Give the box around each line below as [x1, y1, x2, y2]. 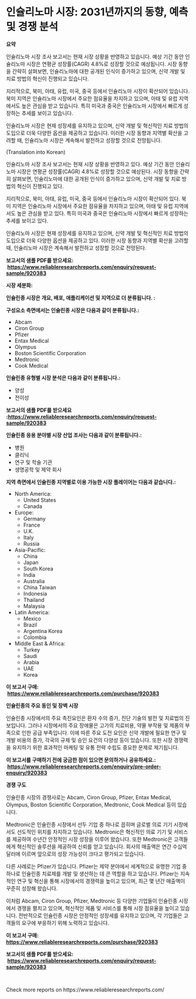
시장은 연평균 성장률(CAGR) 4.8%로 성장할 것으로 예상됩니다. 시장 [26, 60, 177, 68]
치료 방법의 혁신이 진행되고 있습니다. [6, 75, 89, 82]
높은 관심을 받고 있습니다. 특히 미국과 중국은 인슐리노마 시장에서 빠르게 [21, 102, 183, 109]
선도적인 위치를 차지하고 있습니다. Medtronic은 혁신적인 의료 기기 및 [16, 828, 173, 835]
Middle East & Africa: [14, 640, 66, 647]
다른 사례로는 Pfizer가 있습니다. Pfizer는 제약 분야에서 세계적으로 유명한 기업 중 [6, 863, 187, 870]
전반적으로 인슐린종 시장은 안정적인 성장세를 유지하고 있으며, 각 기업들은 [18, 911, 183, 919]
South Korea [23, 565, 54, 572]
